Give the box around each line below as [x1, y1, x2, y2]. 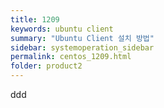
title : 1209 [10, 14, 60, 25]
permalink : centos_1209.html [10, 52, 132, 62]
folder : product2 [10, 61, 83, 71]
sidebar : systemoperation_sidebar [10, 42, 155, 53]
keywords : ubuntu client [10, 24, 114, 34]
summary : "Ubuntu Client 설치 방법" [10, 33, 155, 43]
